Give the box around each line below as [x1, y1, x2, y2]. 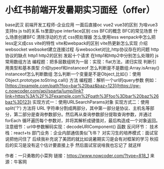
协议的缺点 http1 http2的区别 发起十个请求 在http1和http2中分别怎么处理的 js [5, 52, 159, 58]
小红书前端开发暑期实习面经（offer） [5, 4, 155, 16]
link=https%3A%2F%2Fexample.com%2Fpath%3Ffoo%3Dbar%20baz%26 [5, 93, 159, 99]
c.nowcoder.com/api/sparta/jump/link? [5, 88, 84, 94]
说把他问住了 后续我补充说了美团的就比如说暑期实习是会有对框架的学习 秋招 [5, 136, 159, 142]
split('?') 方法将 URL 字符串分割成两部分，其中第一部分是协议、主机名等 [5, 105, 150, 111]
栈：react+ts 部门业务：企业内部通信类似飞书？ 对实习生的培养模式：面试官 [5, 130, 159, 135]
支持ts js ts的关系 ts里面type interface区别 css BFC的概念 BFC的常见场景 [5, 28, 153, 34]
